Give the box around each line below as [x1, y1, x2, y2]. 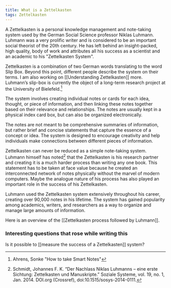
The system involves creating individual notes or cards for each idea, [5, 95, 150, 102]
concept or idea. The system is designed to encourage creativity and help [5, 133, 160, 139]
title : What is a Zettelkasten [5, 7, 72, 13]
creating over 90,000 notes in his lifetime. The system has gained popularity [5, 196, 165, 202]
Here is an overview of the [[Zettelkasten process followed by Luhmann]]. [5, 217, 160, 223]
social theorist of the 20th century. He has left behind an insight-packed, [5, 42, 158, 48]
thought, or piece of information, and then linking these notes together [5, 101, 153, 107]
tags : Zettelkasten [5, 12, 47, 17]
